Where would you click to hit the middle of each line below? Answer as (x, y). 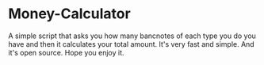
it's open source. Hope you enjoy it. (66, 52)
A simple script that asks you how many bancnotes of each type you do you (132, 36)
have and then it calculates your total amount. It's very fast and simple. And (132, 44)
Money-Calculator (69, 14)
